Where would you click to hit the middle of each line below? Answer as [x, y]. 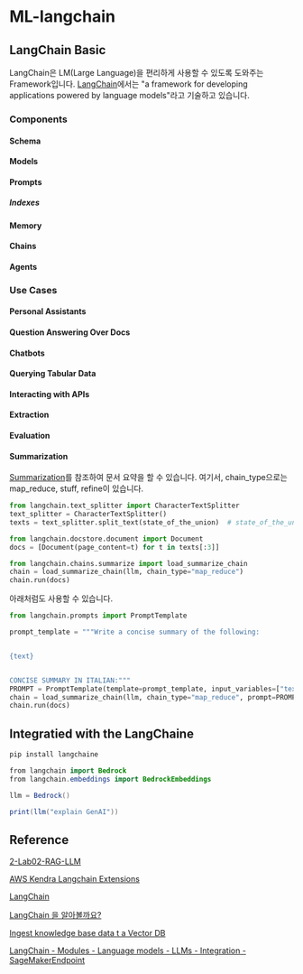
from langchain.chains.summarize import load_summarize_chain [129, 563]
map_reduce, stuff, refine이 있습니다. [77, 488]
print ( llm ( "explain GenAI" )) [64, 812]
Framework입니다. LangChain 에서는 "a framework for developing [129, 84]
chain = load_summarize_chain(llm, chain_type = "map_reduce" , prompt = [143, 697]
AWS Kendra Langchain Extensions [74, 879]
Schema [25, 141]
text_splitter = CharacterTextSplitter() [88, 515]
